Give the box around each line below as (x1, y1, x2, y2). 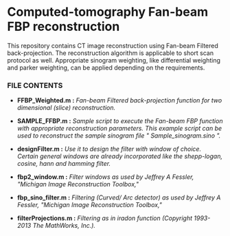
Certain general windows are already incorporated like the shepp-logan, (16, 152, 223, 160)
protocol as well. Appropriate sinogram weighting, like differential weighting (7, 56, 221, 64)
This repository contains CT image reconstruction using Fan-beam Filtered (7, 41, 218, 50)
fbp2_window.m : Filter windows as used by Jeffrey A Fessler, (16, 173, 194, 181)
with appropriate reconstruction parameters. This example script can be (16, 125, 222, 133)
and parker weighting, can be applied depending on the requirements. (7, 63, 205, 72)
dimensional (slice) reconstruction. (16, 104, 116, 112)
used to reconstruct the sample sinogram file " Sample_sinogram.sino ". (16, 131, 221, 140)
